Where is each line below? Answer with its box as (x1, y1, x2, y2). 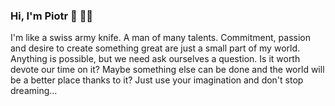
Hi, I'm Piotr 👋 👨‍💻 (10, 9, 94, 23)
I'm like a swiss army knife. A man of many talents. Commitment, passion (10, 32, 311, 44)
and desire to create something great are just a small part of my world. (10, 42, 301, 54)
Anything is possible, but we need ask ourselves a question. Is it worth (10, 53, 301, 65)
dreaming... (10, 85, 58, 97)
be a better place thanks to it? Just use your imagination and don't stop (10, 74, 304, 86)
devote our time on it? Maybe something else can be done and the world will (10, 64, 325, 76)
